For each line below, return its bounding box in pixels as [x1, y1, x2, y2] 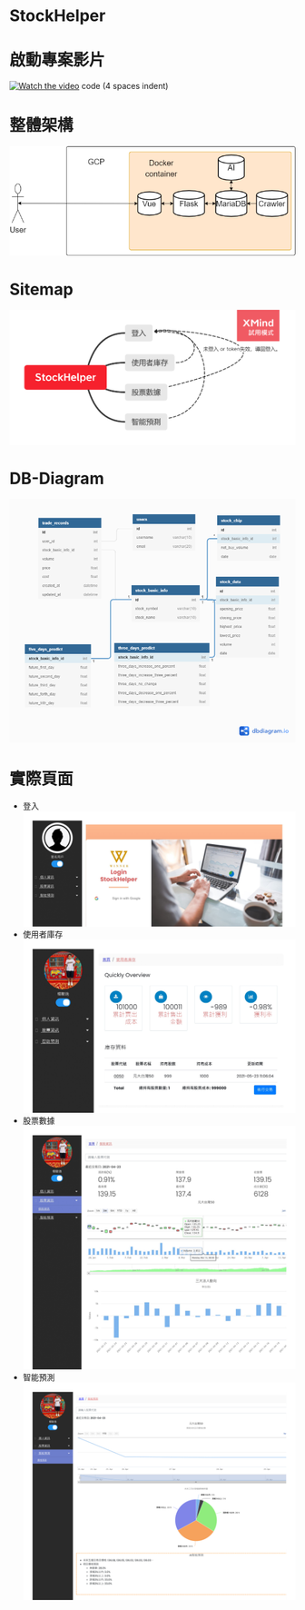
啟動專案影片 [9, 50, 106, 71]
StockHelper [9, 5, 106, 26]
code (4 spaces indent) [81, 81, 169, 92]
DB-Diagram [9, 468, 104, 489]
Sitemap [9, 279, 74, 300]
